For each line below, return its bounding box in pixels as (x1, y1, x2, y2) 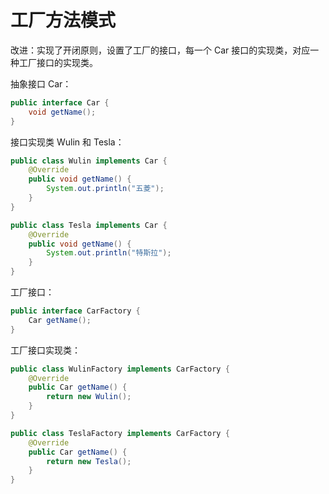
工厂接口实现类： (10, 344, 81, 356)
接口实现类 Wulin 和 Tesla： (10, 136, 125, 148)
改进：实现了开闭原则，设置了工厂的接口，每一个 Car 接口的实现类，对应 (10, 44, 311, 56)
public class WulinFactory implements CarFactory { (10, 364, 230, 374)
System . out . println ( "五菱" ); (46, 184, 165, 194)
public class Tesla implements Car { (10, 220, 168, 230)
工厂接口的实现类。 (18, 56, 98, 68)
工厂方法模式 (10, 9, 117, 32)
